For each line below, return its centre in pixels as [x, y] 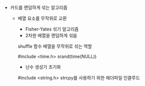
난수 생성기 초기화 [43, 67]
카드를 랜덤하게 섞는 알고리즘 [39, 7]
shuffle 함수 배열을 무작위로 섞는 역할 [55, 46]
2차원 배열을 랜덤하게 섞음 [51, 35]
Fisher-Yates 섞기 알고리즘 [52, 29]
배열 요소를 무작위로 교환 [42, 18]
